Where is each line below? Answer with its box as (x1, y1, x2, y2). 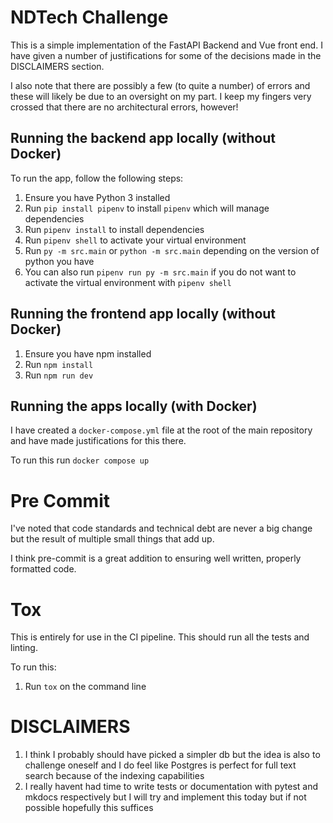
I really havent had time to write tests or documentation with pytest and (24, 781, 319, 793)
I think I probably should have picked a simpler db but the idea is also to (24, 749, 321, 761)
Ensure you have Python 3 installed (24, 191, 171, 203)
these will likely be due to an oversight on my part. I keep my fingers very (10, 90, 312, 102)
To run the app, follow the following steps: (10, 172, 184, 184)
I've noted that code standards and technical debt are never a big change (10, 522, 313, 535)
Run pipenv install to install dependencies (24, 223, 205, 235)
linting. (10, 642, 38, 654)
